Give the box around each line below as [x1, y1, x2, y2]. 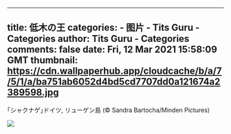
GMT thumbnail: [7, 54, 78, 66]
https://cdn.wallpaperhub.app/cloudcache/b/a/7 [7, 65, 222, 77]
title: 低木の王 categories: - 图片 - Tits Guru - [7, 22, 200, 34]
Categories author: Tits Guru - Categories [7, 33, 190, 45]
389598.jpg [7, 87, 60, 98]
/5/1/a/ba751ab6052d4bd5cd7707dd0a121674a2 [7, 76, 221, 88]
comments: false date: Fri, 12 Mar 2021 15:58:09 [7, 44, 218, 56]
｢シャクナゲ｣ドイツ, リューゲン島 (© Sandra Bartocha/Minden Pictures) [7, 106, 210, 114]
